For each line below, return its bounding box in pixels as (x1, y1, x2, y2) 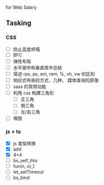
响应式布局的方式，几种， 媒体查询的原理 (13, 77, 99, 83)
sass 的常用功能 (13, 83, 46, 90)
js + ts (6, 128, 21, 135)
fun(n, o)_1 (13, 163, 35, 169)
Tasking (6, 19, 32, 27)
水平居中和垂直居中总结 (13, 64, 62, 70)
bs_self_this (13, 157, 38, 163)
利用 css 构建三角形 (13, 90, 55, 96)
